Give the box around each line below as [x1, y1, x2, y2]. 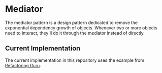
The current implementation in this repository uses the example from [5, 57, 144, 63]
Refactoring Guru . [5, 62, 41, 68]
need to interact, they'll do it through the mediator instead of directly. [5, 30, 145, 36]
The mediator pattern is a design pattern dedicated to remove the [5, 20, 138, 25]
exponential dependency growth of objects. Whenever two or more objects [5, 24, 158, 30]
